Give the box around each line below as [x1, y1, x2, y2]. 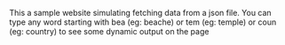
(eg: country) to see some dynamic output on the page [9, 26, 210, 36]
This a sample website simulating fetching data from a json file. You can [9, 8, 273, 18]
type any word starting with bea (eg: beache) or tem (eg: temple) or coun [9, 17, 277, 27]
